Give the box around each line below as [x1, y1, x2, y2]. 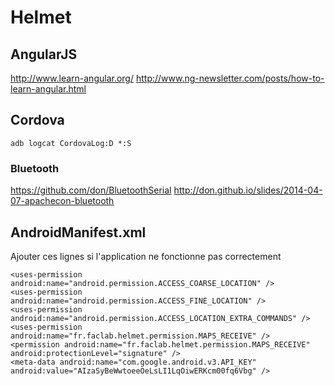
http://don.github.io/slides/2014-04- [173, 184, 323, 196]
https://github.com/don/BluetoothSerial [10, 184, 172, 196]
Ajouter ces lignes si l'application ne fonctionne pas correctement [10, 250, 282, 262]
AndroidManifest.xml [10, 224, 147, 241]
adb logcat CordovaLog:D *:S [10, 138, 132, 148]
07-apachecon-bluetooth [10, 195, 115, 207]
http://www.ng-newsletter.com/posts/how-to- [135, 72, 325, 84]
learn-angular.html [10, 83, 87, 95]
